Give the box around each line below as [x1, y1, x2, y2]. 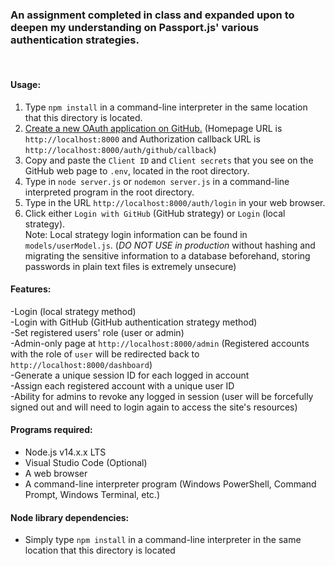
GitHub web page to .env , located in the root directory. [24, 164, 250, 177]
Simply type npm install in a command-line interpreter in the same [24, 534, 302, 546]
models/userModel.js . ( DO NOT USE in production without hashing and [24, 239, 316, 251]
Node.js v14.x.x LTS [24, 446, 107, 458]
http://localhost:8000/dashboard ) [10, 358, 153, 370]
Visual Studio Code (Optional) [24, 456, 148, 468]
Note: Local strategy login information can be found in [24, 228, 248, 240]
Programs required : [10, 424, 93, 436]
